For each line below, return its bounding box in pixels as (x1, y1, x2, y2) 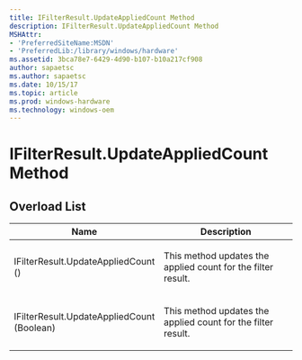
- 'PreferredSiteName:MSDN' (9, 38, 115, 48)
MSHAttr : (9, 30, 42, 39)
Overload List (9, 199, 86, 214)
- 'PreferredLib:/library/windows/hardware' (9, 47, 179, 56)
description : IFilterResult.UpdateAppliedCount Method (9, 22, 219, 31)
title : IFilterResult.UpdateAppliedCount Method (9, 13, 195, 22)
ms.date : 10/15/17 (9, 80, 78, 89)
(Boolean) (13, 321, 56, 334)
